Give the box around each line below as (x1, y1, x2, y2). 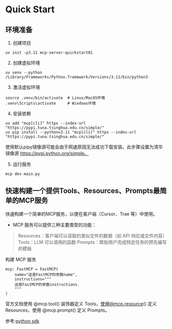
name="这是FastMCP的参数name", (14, 272, 78, 277)
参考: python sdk (5, 318, 40, 324)
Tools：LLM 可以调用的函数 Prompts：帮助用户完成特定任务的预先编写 (17, 239, 167, 245)
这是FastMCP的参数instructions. (14, 282, 80, 287)
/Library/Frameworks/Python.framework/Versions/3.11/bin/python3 (5, 74, 148, 80)
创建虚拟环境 (12, 60, 40, 66)
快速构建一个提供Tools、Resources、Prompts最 (5, 186, 160, 196)
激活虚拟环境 (12, 84, 40, 90)
